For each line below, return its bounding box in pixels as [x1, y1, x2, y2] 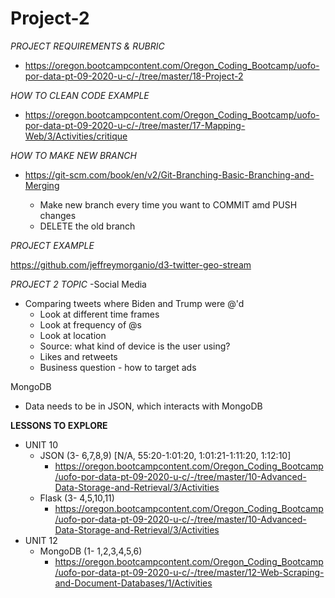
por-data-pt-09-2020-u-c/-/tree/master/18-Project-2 [24, 70, 244, 82]
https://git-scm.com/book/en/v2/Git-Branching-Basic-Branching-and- [24, 168, 315, 181]
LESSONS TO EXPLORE [10, 419, 108, 431]
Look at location [39, 329, 107, 341]
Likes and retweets [39, 350, 118, 362]
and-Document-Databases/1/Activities [54, 577, 213, 589]
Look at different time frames [39, 308, 160, 320]
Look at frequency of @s [39, 318, 142, 331]
